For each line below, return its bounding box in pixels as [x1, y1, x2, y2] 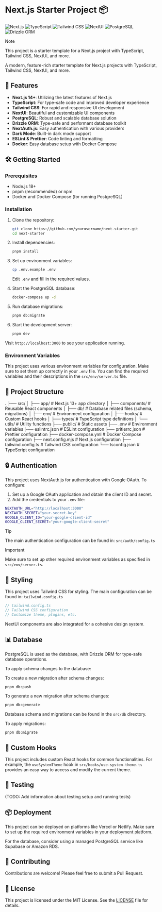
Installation [5, 206, 32, 213]
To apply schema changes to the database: [5, 665, 91, 671]
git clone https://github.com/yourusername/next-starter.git [12, 226, 139, 231]
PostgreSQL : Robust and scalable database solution [12, 115, 117, 121]
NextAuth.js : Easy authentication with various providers [12, 125, 125, 131]
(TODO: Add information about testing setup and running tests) [5, 794, 131, 799]
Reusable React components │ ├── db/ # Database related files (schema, [5, 405, 153, 411]
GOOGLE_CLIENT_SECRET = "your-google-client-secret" [5, 520, 110, 524]
